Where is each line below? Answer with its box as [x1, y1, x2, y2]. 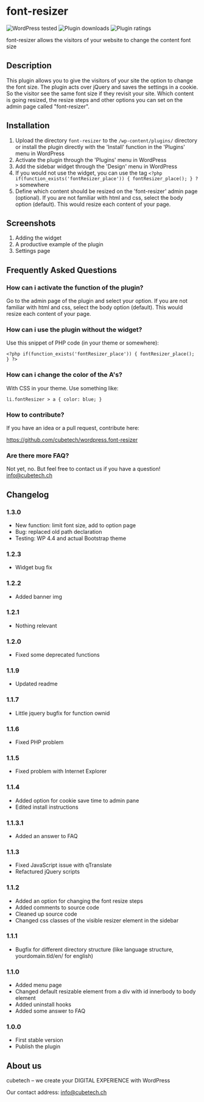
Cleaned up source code [15, 910, 77, 918]
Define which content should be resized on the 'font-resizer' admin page [15, 188, 198, 195]
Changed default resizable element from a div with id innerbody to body [15, 988, 196, 995]
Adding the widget [15, 234, 62, 242]
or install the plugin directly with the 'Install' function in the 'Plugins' [15, 143, 186, 150]
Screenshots [6, 218, 56, 228]
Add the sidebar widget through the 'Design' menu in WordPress [15, 162, 178, 170]
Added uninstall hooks [15, 1001, 72, 1009]
